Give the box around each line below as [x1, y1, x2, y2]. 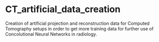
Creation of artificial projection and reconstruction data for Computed [5, 20, 150, 26]
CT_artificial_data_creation [5, 4, 121, 15]
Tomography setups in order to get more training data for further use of [5, 25, 154, 31]
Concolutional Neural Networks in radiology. [5, 31, 97, 37]
